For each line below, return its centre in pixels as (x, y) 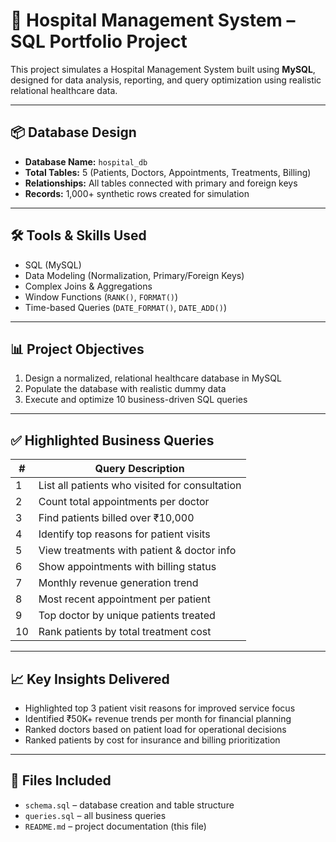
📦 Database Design (73, 132)
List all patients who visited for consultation (140, 486)
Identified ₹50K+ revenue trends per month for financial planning (158, 718)
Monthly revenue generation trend (118, 583)
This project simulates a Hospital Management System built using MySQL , (163, 69)
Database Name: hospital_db (86, 161)
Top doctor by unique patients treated (127, 616)
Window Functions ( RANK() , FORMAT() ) (101, 296)
